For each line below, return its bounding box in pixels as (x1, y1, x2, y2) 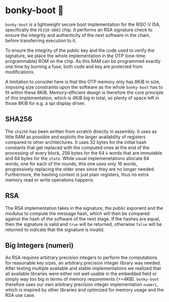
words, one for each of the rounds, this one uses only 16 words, (5, 161, 138, 167)
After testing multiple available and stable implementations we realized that (5, 266, 161, 272)
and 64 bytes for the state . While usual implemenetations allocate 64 (5, 155, 150, 161)
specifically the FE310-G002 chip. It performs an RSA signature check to (5, 26, 153, 32)
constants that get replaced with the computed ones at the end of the (5, 144, 150, 150)
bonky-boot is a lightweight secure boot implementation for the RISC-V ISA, (5, 21, 161, 27)
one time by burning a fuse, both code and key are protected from (5, 63, 143, 69)
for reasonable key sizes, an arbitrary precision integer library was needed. (5, 260, 161, 266)
